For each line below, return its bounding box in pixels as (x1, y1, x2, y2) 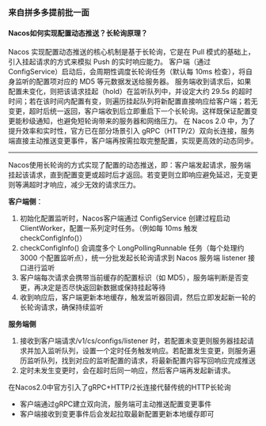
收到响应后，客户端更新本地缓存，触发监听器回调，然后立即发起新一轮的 (19, 292, 256, 302)
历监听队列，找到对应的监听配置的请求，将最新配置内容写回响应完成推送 (19, 356, 256, 365)
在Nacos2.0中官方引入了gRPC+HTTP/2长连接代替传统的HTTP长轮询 (8, 383, 231, 392)
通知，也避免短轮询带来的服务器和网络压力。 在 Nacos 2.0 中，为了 (35, 116, 256, 126)
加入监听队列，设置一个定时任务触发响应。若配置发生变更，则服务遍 (33, 346, 256, 356)
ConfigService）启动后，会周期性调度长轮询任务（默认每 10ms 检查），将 (8, 67, 246, 77)
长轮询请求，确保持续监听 (19, 303, 104, 312)
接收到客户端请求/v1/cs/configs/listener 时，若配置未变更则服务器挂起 (19, 336, 248, 345)
